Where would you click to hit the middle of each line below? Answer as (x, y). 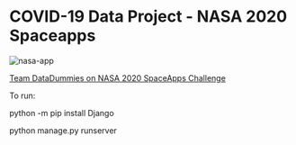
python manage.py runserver (63, 130)
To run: (22, 95)
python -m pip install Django (62, 113)
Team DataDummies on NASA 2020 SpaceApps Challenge (118, 77)
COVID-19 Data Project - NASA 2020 (148, 17)
